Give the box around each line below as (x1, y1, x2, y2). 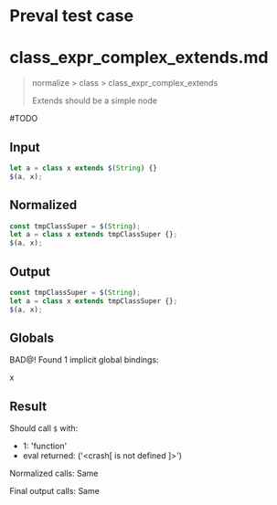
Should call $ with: (9, 423, 79, 434)
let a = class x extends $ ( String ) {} (9, 163, 157, 173)
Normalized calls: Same (9, 468, 99, 479)
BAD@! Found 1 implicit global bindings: (9, 354, 159, 365)
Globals (9, 330, 55, 345)
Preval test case (9, 5, 134, 26)
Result (9, 398, 48, 414)
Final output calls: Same (9, 486, 101, 497)
